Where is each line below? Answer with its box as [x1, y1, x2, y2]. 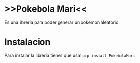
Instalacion [4, 36, 51, 47]
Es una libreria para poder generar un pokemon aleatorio [4, 19, 119, 25]
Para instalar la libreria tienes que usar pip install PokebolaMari [4, 52, 135, 58]
